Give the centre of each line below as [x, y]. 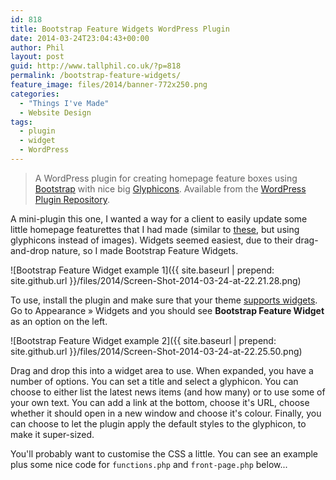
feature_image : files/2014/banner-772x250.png [109, 85]
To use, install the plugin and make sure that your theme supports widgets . [164, 300]
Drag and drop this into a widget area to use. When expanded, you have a [162, 370]
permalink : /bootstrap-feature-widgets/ [96, 76]
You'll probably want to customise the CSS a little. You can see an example [164, 453]
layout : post [37, 57]
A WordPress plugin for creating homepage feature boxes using [166, 178]
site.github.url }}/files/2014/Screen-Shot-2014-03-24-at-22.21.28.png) [156, 280]
